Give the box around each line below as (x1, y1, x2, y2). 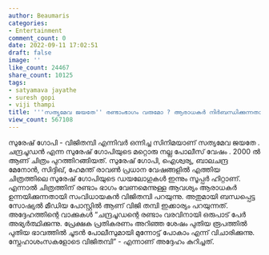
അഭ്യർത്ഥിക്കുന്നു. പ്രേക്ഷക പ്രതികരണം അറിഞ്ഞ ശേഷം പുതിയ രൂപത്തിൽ (8, 218, 247, 228)
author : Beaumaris (8, 11, 70, 20)
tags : (8, 78, 26, 86)
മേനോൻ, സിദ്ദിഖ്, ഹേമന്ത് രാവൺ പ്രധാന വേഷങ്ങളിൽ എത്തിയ (8, 165, 221, 174)
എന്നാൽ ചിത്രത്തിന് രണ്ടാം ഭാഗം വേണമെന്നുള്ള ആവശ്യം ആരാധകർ (8, 182, 238, 192)
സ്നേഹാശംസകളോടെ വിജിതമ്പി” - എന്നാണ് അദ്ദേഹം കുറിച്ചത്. (8, 237, 215, 246)
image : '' (8, 57, 42, 65)
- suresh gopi (8, 94, 56, 102)
